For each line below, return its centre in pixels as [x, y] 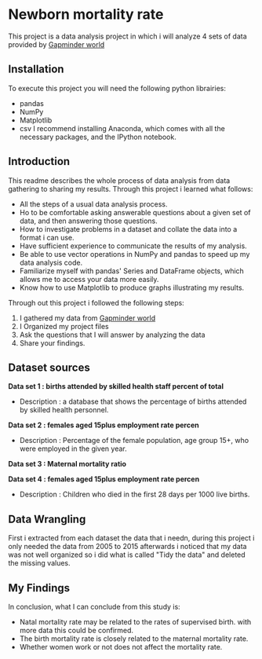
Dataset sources [49, 367]
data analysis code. [51, 262]
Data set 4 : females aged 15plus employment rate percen [104, 479]
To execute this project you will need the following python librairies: [117, 88]
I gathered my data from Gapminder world [87, 318]
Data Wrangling [47, 519]
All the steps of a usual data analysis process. [93, 204]
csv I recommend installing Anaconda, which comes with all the [122, 128]
